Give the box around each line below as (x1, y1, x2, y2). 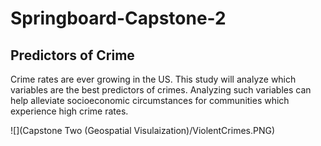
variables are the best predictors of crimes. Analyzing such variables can (10, 84, 312, 96)
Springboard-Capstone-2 (10, 7, 227, 30)
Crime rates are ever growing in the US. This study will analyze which (10, 73, 297, 85)
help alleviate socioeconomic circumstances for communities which (10, 95, 290, 106)
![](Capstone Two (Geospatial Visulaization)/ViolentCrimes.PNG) (10, 125, 276, 136)
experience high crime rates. (10, 105, 129, 117)
